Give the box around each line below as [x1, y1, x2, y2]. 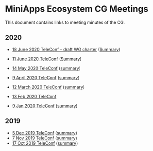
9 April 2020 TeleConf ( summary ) [12, 74, 80, 81]
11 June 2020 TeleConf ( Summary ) [12, 56, 82, 62]
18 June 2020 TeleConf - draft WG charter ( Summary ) [12, 46, 120, 52]
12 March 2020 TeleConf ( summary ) [12, 84, 85, 90]
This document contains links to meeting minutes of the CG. [5, 19, 125, 25]
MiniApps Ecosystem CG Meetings [5, 3, 149, 15]
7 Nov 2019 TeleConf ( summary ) [12, 135, 78, 141]
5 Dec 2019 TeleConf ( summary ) [12, 130, 78, 135]
